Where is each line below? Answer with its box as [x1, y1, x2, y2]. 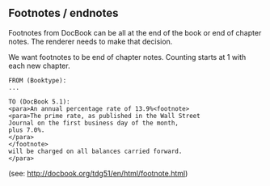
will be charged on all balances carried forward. [8, 147, 183, 155]
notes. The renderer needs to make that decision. [8, 36, 173, 46]
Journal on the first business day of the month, [8, 119, 179, 127]
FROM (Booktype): [8, 76, 67, 84]
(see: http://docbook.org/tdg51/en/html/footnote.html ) [8, 168, 188, 178]
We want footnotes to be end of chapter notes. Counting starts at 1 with [8, 52, 247, 61]
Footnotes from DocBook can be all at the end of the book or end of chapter [8, 27, 262, 37]
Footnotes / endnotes [8, 6, 119, 20]
